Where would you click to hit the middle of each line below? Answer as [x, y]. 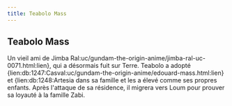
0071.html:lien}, [29, 66]
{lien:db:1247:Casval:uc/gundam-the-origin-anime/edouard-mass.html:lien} [116, 73]
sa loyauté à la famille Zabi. [46, 95]
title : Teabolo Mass [37, 14]
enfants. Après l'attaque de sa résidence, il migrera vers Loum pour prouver [116, 88]
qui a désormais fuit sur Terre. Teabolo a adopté [122, 66]
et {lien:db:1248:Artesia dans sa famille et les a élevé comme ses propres [112, 80]
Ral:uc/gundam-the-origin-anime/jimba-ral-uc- [138, 58]
